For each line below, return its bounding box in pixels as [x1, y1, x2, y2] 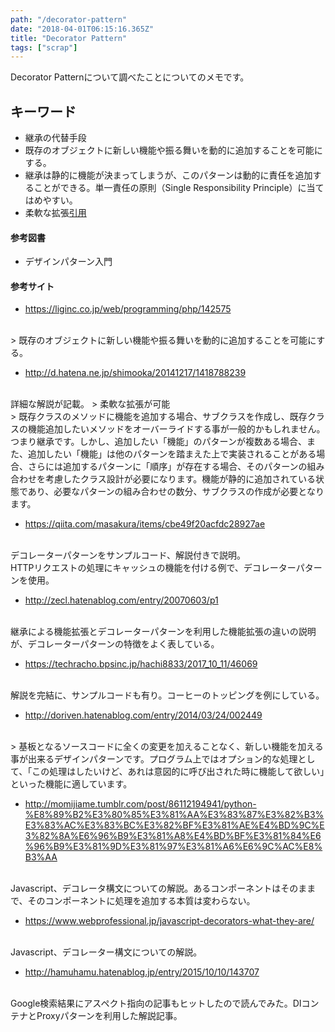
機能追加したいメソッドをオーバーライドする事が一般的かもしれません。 [27, 423, 326, 435]
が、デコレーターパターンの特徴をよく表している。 [10, 638, 220, 650]
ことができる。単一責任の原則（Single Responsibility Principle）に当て [33, 182, 325, 194]
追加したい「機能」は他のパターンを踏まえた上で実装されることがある [27, 448, 317, 460]
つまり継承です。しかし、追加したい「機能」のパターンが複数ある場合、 [10, 436, 307, 448]
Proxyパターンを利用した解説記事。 [36, 1010, 183, 1022]
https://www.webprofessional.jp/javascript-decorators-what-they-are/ [24, 915, 315, 927]
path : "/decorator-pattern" [10, 14, 128, 25]
